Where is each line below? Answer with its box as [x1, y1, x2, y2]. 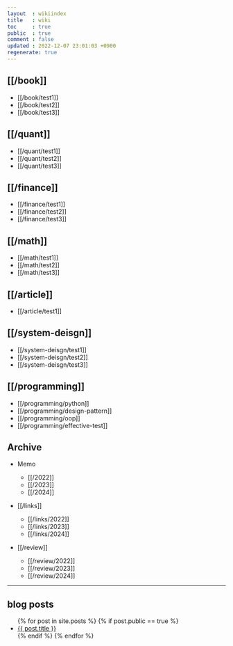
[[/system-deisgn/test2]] [17, 353, 88, 361]
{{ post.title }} [17, 624, 57, 633]
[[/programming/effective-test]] [17, 421, 108, 430]
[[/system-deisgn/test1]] [17, 345, 87, 354]
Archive [7, 441, 42, 453]
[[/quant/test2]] [17, 154, 62, 162]
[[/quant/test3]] [17, 161, 62, 170]
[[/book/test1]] [17, 93, 59, 102]
